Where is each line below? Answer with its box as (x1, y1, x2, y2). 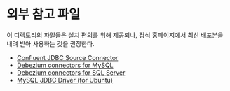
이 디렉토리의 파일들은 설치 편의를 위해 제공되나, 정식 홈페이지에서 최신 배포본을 (6, 31, 224, 39)
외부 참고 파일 (6, 6, 81, 22)
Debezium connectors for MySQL (16, 61, 114, 69)
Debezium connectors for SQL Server (16, 68, 126, 77)
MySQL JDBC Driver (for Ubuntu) (16, 76, 114, 84)
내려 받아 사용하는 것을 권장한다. (6, 39, 95, 48)
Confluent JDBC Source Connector (16, 53, 119, 62)
